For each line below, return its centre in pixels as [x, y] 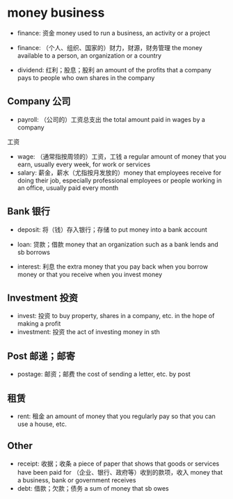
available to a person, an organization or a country [89, 55]
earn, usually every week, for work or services [84, 164]
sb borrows [34, 252]
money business [56, 13]
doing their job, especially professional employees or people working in [120, 180]
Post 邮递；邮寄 [41, 356]
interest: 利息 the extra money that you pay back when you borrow [113, 267]
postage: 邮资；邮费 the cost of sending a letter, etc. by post [104, 374]
